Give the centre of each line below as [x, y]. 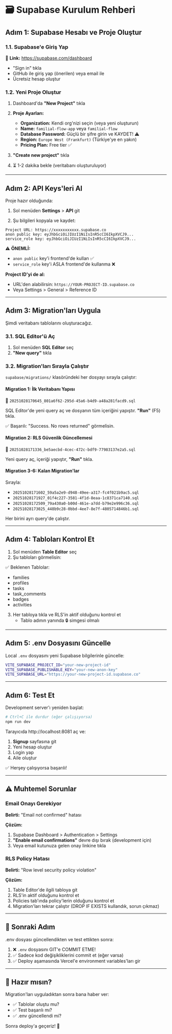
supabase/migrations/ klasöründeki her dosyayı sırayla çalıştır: [71, 377]
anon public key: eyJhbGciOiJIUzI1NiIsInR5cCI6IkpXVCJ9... [70, 234]
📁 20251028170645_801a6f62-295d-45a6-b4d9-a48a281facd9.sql [70, 400]
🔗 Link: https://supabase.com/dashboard [49, 58]
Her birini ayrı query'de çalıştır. [38, 519]
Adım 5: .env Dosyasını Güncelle [58, 643]
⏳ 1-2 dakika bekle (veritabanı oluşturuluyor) [59, 166]
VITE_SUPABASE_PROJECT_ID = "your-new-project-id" [58, 665]
